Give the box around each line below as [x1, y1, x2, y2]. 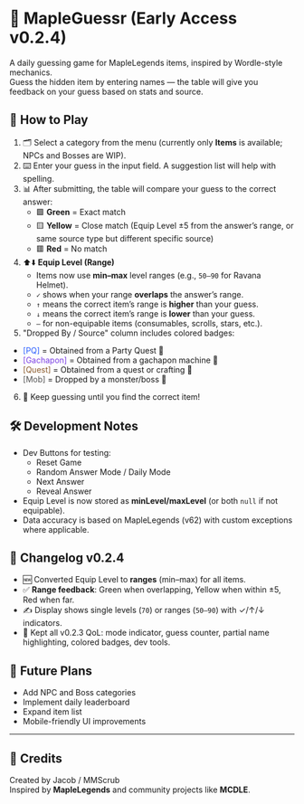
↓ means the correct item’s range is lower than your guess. [35, 307, 256, 319]
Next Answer [35, 476, 85, 487]
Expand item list [22, 706, 83, 717]
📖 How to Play [9, 112, 89, 128]
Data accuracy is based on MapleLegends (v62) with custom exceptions [22, 515, 293, 525]
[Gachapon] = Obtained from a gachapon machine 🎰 [22, 355, 219, 365]
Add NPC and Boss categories [22, 687, 137, 698]
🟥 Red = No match [35, 243, 108, 254]
